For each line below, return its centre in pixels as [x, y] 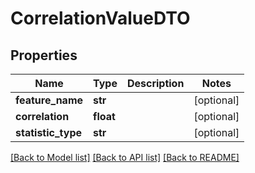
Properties [44, 55]
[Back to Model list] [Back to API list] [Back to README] [125, 157]
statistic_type [49, 132]
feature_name [49, 100]
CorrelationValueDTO [100, 18]
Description [155, 83]
